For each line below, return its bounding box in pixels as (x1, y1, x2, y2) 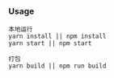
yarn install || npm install (8, 32, 107, 41)
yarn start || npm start (8, 39, 92, 47)
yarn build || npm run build (8, 62, 107, 70)
